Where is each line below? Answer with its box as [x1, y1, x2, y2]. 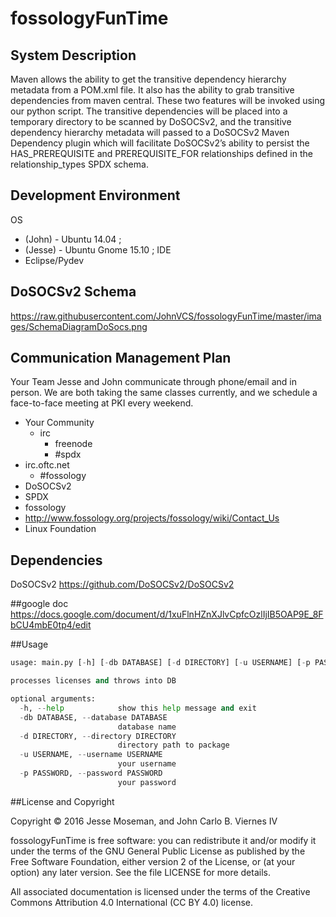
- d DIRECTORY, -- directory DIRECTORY [19, 731, 177, 741]
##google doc [10, 598, 69, 610]
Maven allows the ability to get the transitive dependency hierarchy [10, 73, 287, 85]
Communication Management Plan [10, 350, 232, 367]
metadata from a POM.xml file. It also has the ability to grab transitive [10, 84, 295, 96]
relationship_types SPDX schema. [10, 158, 149, 170]
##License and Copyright [10, 795, 115, 807]
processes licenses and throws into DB [10, 676, 177, 686]
